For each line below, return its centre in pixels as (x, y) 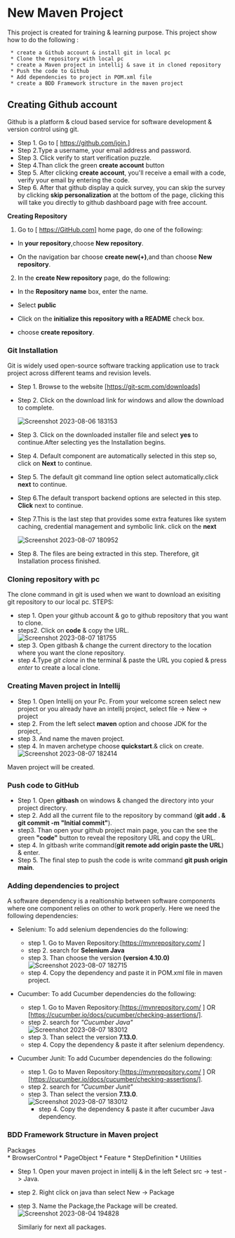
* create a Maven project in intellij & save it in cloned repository (115, 65)
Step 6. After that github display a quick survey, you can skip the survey (121, 187)
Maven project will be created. (51, 767)
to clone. (30, 623)
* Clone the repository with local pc (67, 59)
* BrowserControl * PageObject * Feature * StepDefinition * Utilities (105, 1157)
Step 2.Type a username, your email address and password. (104, 150)
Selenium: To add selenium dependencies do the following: (103, 929)
